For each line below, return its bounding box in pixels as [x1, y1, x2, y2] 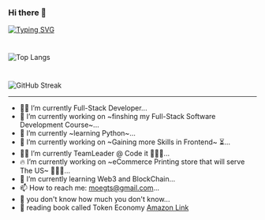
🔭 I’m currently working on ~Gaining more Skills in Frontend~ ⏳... [19, 137, 231, 147]
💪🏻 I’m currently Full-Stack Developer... [19, 103, 147, 113]
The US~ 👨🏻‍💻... [19, 166, 71, 175]
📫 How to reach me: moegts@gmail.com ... [19, 183, 160, 192]
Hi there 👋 [8, 7, 47, 18]
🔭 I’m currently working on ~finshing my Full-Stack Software [19, 111, 216, 121]
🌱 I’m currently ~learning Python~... [19, 128, 136, 137]
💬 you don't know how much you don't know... [19, 194, 170, 203]
